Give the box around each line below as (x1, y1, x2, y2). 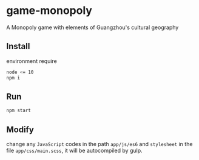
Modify (6, 124, 35, 135)
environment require (6, 57, 58, 64)
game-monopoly (6, 4, 93, 18)
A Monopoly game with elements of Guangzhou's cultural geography (6, 24, 179, 31)
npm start (6, 107, 32, 114)
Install (6, 41, 30, 52)
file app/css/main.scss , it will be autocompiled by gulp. (6, 147, 143, 154)
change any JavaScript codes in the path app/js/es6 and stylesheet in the (6, 141, 193, 147)
